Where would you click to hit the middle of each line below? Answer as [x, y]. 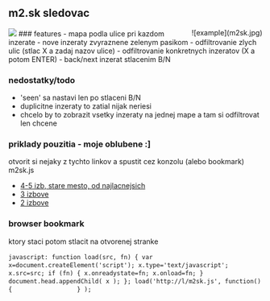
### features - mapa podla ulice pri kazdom [91, 33]
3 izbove [34, 194]
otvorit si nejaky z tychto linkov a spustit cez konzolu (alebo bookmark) [126, 162]
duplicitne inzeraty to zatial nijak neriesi [85, 106]
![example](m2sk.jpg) [227, 32]
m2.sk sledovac [49, 13]
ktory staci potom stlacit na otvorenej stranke [83, 241]
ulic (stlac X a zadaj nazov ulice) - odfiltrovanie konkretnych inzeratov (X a [132, 51]
